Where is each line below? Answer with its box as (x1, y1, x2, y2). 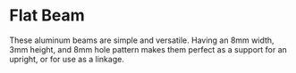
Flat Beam (9, 5, 85, 26)
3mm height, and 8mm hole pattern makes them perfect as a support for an (9, 44, 288, 54)
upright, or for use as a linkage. (9, 53, 125, 64)
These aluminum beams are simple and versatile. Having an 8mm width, (9, 35, 275, 45)
